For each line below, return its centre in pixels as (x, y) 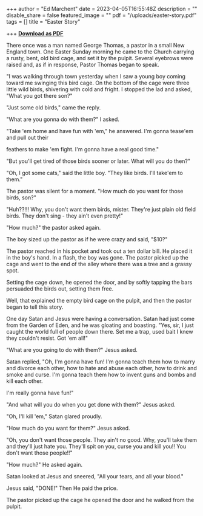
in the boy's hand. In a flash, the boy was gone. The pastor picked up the (98, 257)
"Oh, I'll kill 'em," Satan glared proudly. (54, 416)
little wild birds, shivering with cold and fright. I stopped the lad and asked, (99, 89)
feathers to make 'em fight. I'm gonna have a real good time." (83, 149)
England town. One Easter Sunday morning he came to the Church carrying (100, 52)
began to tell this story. (35, 307)
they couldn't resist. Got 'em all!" (47, 338)
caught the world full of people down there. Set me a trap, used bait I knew (100, 332)
